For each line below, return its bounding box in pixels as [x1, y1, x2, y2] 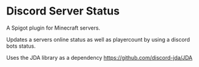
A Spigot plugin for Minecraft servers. [6, 24, 101, 31]
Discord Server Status [6, 4, 120, 18]
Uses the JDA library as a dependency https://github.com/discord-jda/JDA [6, 54, 193, 61]
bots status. [6, 42, 36, 49]
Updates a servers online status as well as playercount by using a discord [6, 36, 190, 43]
